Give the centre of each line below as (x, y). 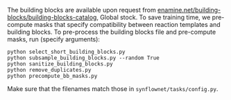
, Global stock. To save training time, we (154, 17)
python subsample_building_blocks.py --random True (83, 58)
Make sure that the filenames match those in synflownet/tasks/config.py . (113, 89)
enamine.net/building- (189, 10)
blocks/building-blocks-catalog (52, 17)
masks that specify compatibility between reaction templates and (127, 24)
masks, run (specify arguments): (54, 39)
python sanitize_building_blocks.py (60, 64)
